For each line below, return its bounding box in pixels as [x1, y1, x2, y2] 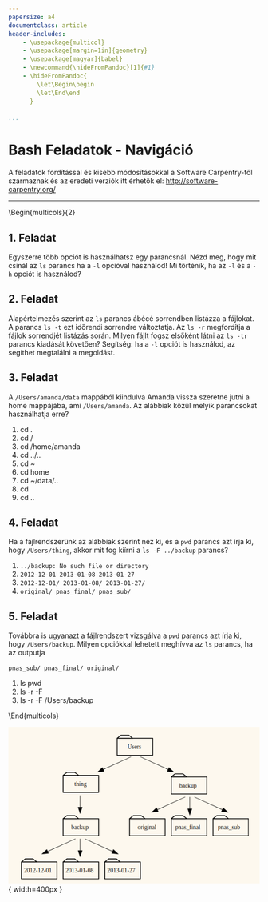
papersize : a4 [8, 13, 56, 21]
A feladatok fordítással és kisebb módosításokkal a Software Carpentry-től [8, 168, 253, 178]
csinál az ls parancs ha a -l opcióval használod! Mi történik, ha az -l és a [8, 261, 251, 270]
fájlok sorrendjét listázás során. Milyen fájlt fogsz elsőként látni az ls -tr [8, 331, 248, 340]
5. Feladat [8, 609, 58, 623]
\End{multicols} [8, 711, 60, 720]
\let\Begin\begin [37, 80, 94, 88]
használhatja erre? [8, 409, 69, 419]
